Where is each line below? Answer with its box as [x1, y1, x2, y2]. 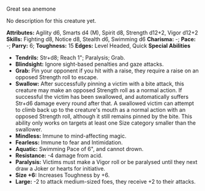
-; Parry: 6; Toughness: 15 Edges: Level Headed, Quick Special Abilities [6, 42, 191, 49]
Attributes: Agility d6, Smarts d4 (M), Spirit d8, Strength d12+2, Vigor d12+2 [6, 29, 198, 36]
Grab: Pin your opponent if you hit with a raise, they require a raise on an [15, 67, 199, 74]
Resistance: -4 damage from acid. [15, 152, 103, 159]
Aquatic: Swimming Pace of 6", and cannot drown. [15, 146, 144, 152]
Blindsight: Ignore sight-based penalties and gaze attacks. [15, 61, 164, 68]
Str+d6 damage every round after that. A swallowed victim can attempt [15, 99, 195, 107]
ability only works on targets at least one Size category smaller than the [15, 119, 196, 127]
